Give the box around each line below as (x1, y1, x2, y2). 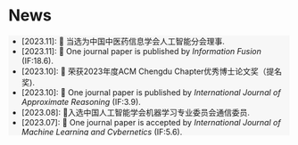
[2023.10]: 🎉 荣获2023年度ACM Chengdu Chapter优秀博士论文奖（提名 (21, 66, 283, 77)
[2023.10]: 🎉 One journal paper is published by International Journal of (21, 86, 282, 98)
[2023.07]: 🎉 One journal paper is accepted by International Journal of (21, 117, 282, 127)
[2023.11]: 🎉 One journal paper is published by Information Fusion (21, 45, 262, 56)
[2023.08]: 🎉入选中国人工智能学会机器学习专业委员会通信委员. (21, 107, 251, 117)
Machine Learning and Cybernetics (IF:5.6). (21, 126, 183, 137)
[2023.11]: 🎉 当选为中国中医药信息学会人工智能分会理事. (21, 36, 225, 46)
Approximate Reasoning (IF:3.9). (21, 96, 142, 107)
